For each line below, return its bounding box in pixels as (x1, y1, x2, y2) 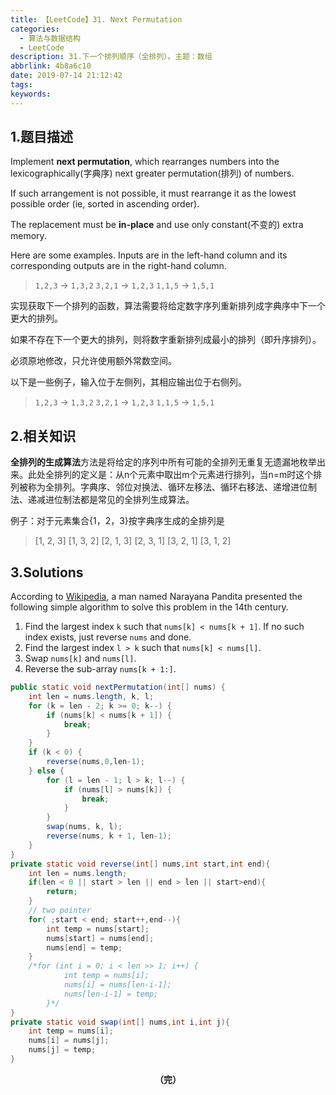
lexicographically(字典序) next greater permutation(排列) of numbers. (10, 167, 295, 180)
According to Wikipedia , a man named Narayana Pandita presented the (10, 591, 303, 603)
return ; (46, 887, 78, 897)
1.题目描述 (10, 129, 74, 146)
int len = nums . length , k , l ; (28, 691, 155, 701)
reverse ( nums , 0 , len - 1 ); (46, 757, 145, 767)
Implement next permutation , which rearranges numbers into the (10, 156, 280, 168)
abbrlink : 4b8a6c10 (10, 61, 92, 71)
